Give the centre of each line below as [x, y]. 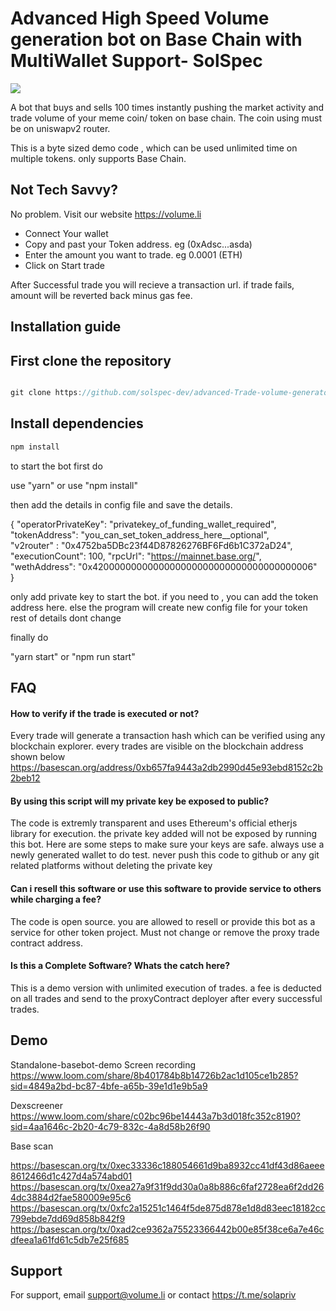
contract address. [46, 943]
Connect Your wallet [66, 233]
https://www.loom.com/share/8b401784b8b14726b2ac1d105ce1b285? [154, 1075]
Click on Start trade [64, 265]
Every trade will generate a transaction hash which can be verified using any [168, 736]
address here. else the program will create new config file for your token [159, 607]
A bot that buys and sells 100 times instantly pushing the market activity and [167, 107]
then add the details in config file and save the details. [121, 504]
